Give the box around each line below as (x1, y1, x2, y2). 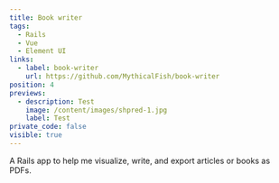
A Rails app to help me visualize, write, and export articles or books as (9, 155, 271, 166)
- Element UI (17, 47, 67, 56)
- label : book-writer (17, 64, 99, 73)
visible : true (9, 131, 63, 140)
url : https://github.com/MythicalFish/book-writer (25, 72, 220, 81)
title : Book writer (9, 13, 83, 23)
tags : (9, 22, 30, 31)
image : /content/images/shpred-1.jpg (25, 105, 168, 114)
